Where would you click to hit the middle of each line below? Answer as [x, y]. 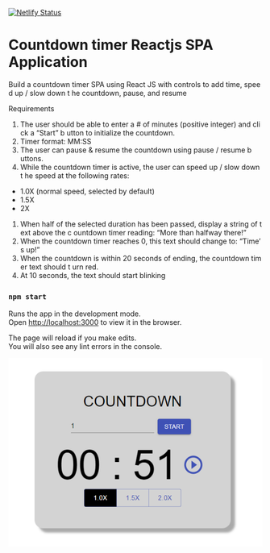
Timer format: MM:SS [56, 141]
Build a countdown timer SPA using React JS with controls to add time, [125, 84]
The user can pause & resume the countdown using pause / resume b [136, 150]
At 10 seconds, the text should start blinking [93, 275]
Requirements [31, 108]
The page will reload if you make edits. [73, 338]
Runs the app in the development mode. [75, 314]
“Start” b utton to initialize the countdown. [106, 132]
